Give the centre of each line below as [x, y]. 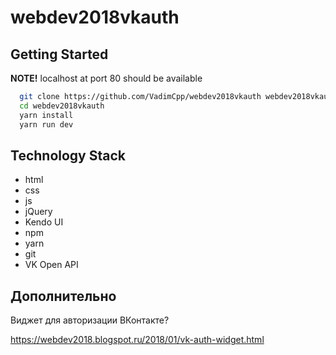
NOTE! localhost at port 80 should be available [106, 78]
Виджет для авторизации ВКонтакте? [90, 320]
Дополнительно [63, 296]
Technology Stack [68, 155]
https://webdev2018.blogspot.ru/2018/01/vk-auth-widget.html [137, 340]
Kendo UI [44, 222]
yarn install [46, 115]
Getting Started [59, 54]
